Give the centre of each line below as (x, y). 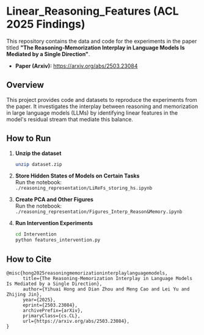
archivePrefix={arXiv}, (53, 311)
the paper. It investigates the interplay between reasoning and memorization (102, 106)
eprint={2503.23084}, (50, 305)
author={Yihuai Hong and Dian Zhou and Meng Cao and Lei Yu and (106, 289)
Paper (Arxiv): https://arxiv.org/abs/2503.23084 (76, 66)
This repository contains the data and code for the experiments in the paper (102, 41)
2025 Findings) (46, 24)
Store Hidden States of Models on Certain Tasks (77, 176)
